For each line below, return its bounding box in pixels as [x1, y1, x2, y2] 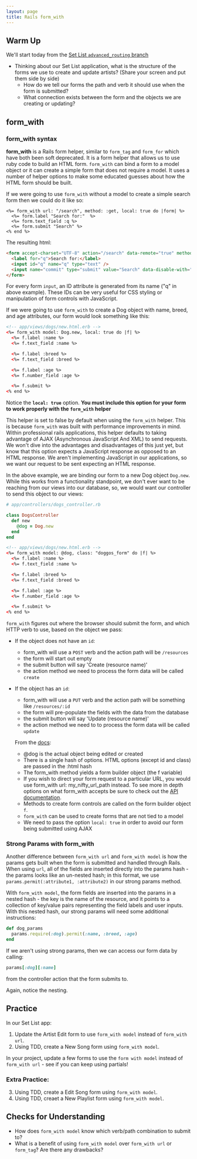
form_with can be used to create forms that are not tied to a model [23, 813, 184, 820]
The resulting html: [6, 239, 52, 246]
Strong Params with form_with [6, 840, 94, 848]
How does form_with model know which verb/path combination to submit [14, 1127, 191, 1134]
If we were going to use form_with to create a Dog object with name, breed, [6, 306, 188, 314]
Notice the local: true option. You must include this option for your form [6, 399, 186, 406]
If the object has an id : [14, 685, 70, 692]
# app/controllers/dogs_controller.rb [6, 502, 101, 508]
